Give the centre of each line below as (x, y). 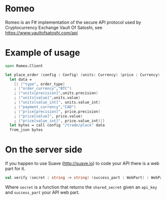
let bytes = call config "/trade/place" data (57, 125)
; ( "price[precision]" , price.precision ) (57, 112)
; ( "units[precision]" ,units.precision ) (56, 93)
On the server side (44, 150)
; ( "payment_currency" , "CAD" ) (45, 107)
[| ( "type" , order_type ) (40, 84)
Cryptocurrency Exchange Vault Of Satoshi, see (54, 27)
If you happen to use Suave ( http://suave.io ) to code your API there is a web (82, 163)
